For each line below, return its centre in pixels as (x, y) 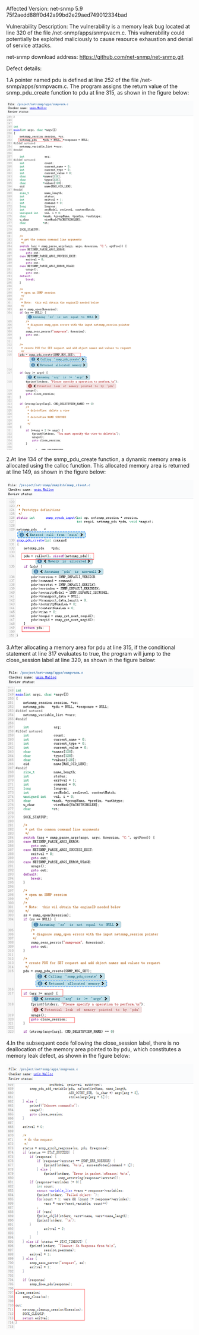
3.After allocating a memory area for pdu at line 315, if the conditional (91, 647)
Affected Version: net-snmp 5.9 (45, 9)
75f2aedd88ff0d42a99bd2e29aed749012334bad (67, 15)
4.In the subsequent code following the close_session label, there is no (93, 1043)
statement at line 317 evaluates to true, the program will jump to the (89, 654)
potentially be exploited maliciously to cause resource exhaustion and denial (99, 39)
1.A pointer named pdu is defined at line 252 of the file (72, 80)
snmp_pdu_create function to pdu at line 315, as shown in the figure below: (98, 93)
